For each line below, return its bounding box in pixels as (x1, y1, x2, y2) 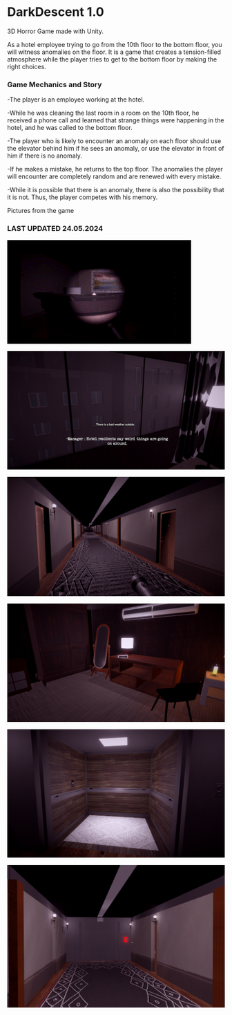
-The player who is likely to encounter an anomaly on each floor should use (7, 137, 222, 145)
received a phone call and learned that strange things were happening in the (7, 116, 224, 124)
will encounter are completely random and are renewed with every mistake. (7, 172, 222, 180)
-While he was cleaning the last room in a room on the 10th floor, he (7, 109, 200, 118)
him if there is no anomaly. (7, 151, 83, 160)
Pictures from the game (7, 207, 75, 215)
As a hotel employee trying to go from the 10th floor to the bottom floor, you (7, 40, 222, 48)
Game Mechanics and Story (7, 80, 102, 89)
